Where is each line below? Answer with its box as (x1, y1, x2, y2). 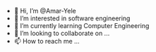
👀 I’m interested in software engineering (13, 14, 131, 22)
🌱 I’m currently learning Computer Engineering (13, 22, 150, 30)
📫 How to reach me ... (13, 37, 80, 45)
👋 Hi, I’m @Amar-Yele (13, 7, 76, 15)
